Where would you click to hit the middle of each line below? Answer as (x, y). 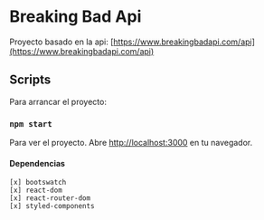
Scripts (30, 80)
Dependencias (38, 163)
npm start (31, 124)
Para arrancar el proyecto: (58, 101)
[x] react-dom (36, 191)
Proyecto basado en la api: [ (61, 42)
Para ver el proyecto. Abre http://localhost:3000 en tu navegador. (131, 143)
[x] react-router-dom (50, 198)
